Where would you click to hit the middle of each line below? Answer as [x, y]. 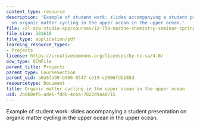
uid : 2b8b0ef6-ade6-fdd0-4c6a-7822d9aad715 [61, 94]
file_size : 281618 [29, 34]
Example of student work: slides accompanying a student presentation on [96, 111]
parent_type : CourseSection [41, 72]
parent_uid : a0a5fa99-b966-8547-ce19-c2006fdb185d [70, 78]
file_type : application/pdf [41, 39]
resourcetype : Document [36, 84]
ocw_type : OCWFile [29, 61]
